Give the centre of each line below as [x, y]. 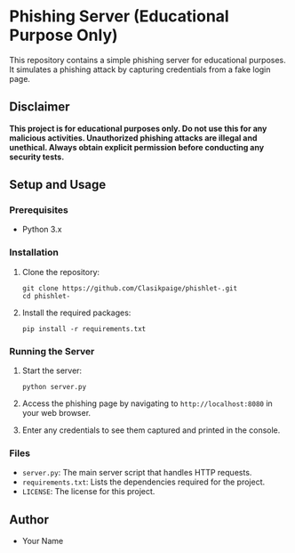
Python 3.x [42, 230]
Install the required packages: [76, 313]
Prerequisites [39, 210]
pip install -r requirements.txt [84, 329]
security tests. [37, 157]
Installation [34, 253]
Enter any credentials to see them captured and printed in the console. [151, 430]
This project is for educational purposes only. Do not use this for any [138, 128]
